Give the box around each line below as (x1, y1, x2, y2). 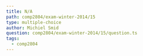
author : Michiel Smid (6, 24, 59, 31)
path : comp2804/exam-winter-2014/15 (6, 14, 96, 20)
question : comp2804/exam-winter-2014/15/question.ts (6, 30, 138, 36)
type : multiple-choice (6, 19, 62, 25)
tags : (6, 36, 19, 41)
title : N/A (6, 8, 33, 15)
